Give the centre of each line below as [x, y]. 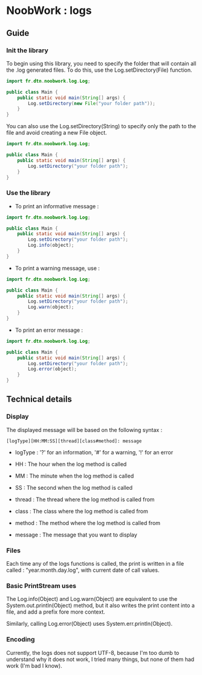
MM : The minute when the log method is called [74, 476]
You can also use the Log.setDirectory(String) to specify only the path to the [101, 126]
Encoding [21, 640]
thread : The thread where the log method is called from [85, 499]
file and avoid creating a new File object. [57, 133]
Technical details [39, 399]
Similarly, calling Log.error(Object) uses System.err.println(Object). [90, 624]
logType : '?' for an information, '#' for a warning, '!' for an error [94, 452]
